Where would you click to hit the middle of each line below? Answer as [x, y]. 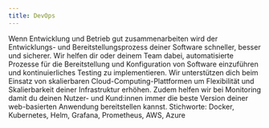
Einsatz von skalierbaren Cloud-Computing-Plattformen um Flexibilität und [131, 81]
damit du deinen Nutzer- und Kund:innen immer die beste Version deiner [128, 98]
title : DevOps [32, 16]
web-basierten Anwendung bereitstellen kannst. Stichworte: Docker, [121, 106]
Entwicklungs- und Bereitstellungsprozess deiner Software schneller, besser [134, 47]
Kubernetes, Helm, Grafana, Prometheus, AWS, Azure [97, 115]
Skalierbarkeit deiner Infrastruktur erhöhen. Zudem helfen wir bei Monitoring [135, 90]
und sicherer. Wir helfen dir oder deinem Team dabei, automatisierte [121, 55]
